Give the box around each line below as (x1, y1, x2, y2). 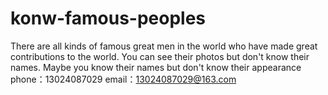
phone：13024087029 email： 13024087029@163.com (10, 73, 237, 85)
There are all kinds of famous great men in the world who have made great (10, 40, 318, 52)
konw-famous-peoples (10, 7, 207, 30)
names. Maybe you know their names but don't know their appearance (10, 61, 302, 73)
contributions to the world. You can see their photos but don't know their (10, 50, 310, 62)
